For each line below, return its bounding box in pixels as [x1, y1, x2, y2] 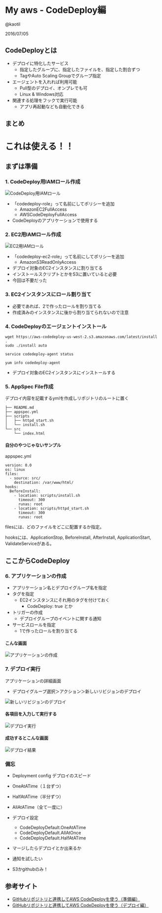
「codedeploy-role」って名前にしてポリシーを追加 [12, 201, 115, 207]
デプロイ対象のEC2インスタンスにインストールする [12, 369, 116, 375]
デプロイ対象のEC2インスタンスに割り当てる [12, 265, 103, 271]
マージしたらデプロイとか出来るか [12, 845, 82, 851]
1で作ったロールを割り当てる [19, 628, 78, 634]
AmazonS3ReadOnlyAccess [19, 259, 76, 265]
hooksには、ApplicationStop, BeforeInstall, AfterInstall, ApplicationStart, [5, 534, 152, 541]
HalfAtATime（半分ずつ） [12, 794, 64, 800]
